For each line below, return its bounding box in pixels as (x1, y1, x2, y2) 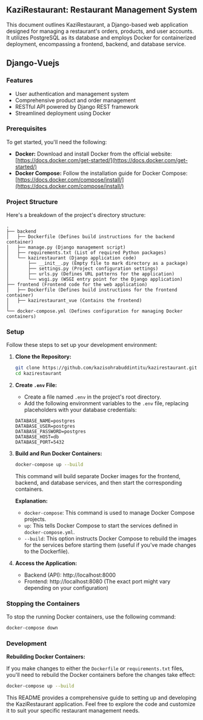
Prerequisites (6, 125, 47, 133)
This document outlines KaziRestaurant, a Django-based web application (6, 21, 188, 28)
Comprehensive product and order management (15, 97, 136, 104)
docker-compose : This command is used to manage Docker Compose (24, 509, 195, 516)
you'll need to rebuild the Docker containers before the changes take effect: (6, 671, 196, 679)
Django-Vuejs (6, 58, 59, 69)
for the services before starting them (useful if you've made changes (24, 541, 196, 549)
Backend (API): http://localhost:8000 (24, 571, 116, 579)
